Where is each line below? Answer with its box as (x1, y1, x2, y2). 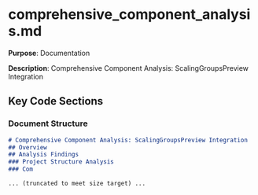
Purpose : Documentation (8, 48, 90, 57)
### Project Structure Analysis (8, 158, 114, 166)
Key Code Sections (8, 94, 104, 108)
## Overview (8, 143, 47, 151)
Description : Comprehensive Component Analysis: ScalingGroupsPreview (8, 63, 249, 72)
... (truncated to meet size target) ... (8, 179, 146, 187)
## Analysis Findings (8, 151, 79, 159)
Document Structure (8, 118, 88, 129)
